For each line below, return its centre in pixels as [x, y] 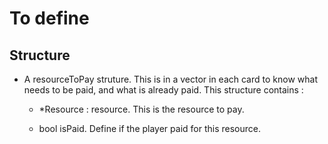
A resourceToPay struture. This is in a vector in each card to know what [170, 79]
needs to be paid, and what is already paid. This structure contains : [163, 90]
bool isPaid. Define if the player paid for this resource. [149, 128]
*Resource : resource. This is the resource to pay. [141, 109]
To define [49, 18]
